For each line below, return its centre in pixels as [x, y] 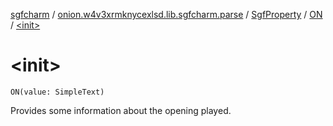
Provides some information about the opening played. [121, 110]
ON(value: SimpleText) [57, 92]
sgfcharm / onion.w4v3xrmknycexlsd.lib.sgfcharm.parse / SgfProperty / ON [166, 14]
